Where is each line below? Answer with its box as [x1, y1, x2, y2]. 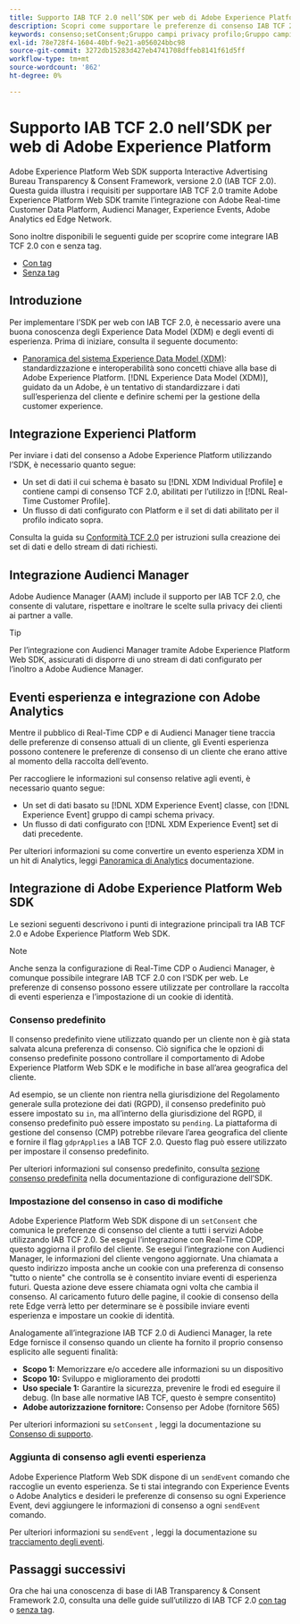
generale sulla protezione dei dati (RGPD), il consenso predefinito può [9, 1099, 266, 1109]
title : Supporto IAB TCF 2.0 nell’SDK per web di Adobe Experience [9, 13, 266, 22]
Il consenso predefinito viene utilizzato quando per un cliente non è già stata [9, 1034, 290, 1045]
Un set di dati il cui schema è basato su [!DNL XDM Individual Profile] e [21, 477, 283, 488]
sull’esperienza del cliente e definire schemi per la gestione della [21, 390, 261, 402]
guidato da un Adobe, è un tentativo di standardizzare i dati [21, 381, 241, 392]
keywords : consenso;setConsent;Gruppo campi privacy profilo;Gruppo [9, 29, 270, 38]
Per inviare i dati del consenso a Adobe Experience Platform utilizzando [9, 450, 272, 461]
